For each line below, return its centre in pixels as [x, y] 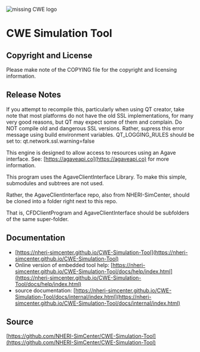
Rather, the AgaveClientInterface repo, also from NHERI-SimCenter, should [98, 195]
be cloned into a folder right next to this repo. [62, 201]
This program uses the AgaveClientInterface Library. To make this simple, [96, 177]
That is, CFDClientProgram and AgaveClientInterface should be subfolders [98, 213]
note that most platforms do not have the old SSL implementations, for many [100, 115]
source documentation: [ [45, 290]
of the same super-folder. [38, 219]
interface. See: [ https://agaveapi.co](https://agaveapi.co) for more [87, 159]
